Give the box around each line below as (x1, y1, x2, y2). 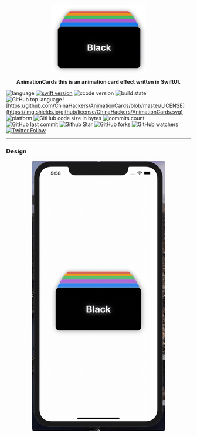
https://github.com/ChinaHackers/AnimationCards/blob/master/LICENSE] (8, 102, 185, 109)
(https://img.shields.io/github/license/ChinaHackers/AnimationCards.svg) (6, 108, 183, 115)
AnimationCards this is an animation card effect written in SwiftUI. (16, 78, 181, 85)
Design (6, 147, 27, 155)
